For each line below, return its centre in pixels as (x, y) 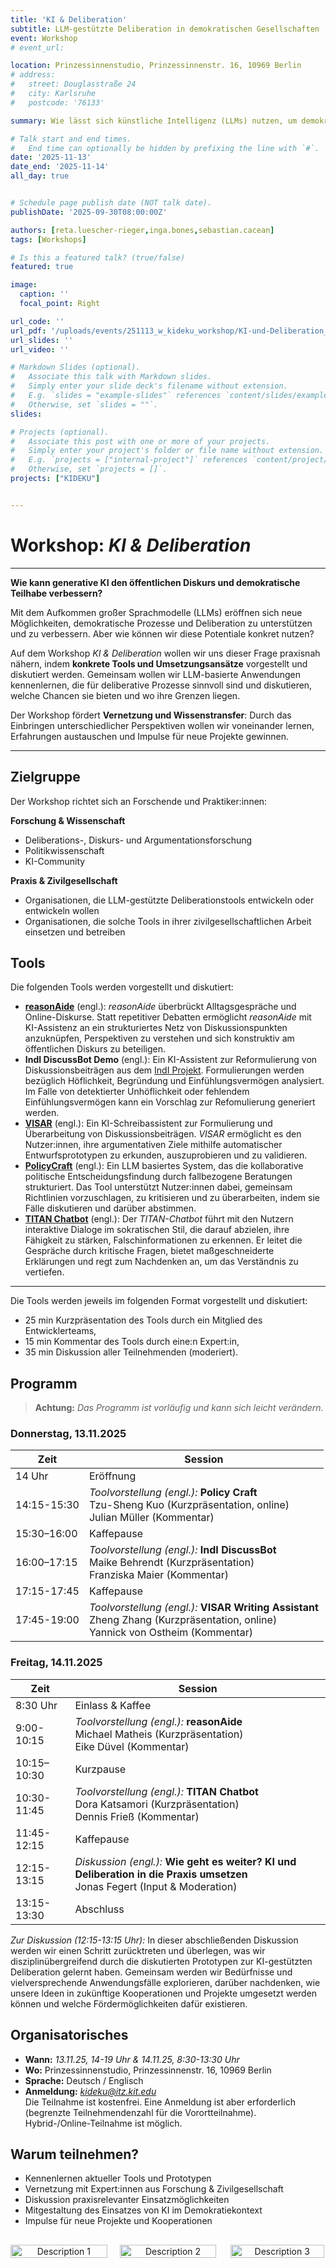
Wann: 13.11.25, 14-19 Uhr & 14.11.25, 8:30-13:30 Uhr (132, 2059)
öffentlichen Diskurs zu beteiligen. (95, 1049)
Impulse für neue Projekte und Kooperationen (118, 2221)
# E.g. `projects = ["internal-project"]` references (129, 460)
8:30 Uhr (36, 1705)
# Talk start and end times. (71, 139)
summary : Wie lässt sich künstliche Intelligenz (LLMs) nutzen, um (154, 121)
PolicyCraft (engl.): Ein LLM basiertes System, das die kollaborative (164, 1166)
